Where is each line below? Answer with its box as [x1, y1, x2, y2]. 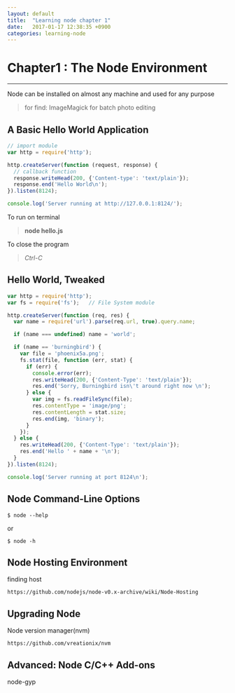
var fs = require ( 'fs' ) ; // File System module [7, 299, 155, 306]
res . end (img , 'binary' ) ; [32, 415, 105, 422]
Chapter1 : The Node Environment [7, 60, 208, 76]
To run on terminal [7, 213, 60, 221]
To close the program [7, 240, 69, 248]
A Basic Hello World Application [7, 123, 149, 135]
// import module [7, 142, 58, 149]
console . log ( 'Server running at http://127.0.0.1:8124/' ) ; [7, 201, 183, 208]
